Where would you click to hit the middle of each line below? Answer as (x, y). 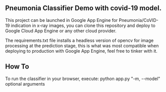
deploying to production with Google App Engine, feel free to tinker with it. (82, 51)
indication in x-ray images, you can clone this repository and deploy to (83, 25)
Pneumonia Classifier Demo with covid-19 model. (83, 8)
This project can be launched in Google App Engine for (62, 20)
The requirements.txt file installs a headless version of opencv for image (79, 40)
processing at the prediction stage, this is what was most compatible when (82, 46)
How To (17, 67)
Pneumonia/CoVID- (139, 20)
